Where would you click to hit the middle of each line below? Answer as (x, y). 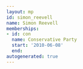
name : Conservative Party (45, 40)
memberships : (23, 28)
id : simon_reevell (29, 17)
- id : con (19, 34)
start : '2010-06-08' (38, 46)
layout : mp (20, 12)
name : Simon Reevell (32, 23)
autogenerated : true (32, 56)
